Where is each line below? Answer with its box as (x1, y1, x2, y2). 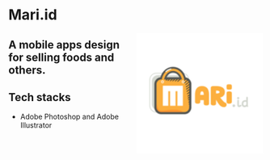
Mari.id (8, 6, 58, 24)
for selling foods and (8, 50, 115, 64)
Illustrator (19, 120, 53, 130)
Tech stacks (8, 91, 71, 104)
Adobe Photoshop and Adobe (19, 112, 120, 122)
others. (8, 63, 46, 77)
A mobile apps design (8, 38, 120, 52)
